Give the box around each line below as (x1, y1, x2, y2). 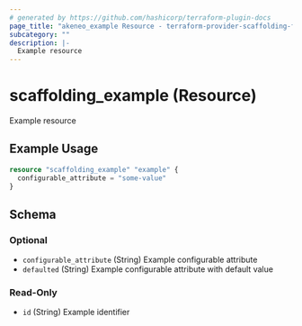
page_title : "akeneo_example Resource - (9, 22, 164, 31)
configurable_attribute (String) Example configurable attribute (22, 254, 258, 266)
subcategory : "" (9, 30, 70, 39)
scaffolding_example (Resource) (9, 86, 257, 106)
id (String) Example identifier (22, 307, 130, 318)
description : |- (9, 38, 70, 48)
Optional (9, 233, 48, 246)
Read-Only (9, 286, 58, 299)
